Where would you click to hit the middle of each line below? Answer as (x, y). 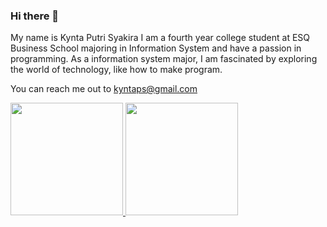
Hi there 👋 (35, 16)
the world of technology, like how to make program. (116, 70)
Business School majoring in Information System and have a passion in (156, 48)
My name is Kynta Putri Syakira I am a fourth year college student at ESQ (160, 38)
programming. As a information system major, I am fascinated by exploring (164, 59)
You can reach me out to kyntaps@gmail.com (104, 89)
